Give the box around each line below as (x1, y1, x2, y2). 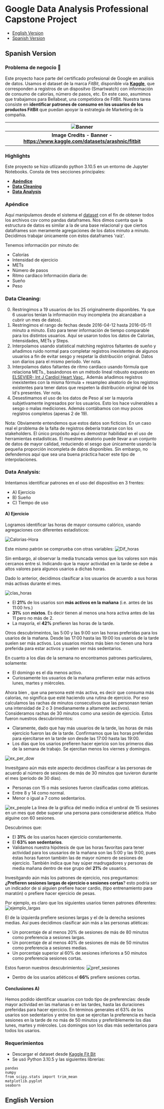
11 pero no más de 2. (12, 615, 54, 621)
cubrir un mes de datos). (12, 317, 62, 323)
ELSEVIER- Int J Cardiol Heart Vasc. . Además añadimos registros (12, 374, 143, 380)
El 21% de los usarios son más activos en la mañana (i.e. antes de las (12, 600, 153, 605)
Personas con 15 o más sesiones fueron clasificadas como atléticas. (12, 785, 150, 791)
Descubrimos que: (5, 824, 42, 831)
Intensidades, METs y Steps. (12, 338, 69, 343)
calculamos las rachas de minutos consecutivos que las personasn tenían (5, 700, 153, 706)
